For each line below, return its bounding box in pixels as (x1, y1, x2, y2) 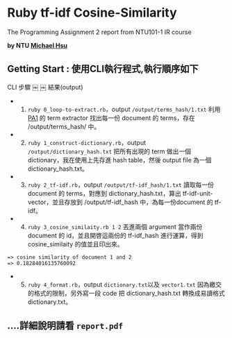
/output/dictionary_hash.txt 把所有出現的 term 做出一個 (27, 147, 192, 155)
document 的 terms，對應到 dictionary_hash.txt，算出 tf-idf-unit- (27, 189, 213, 197)
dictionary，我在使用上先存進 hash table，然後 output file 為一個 (27, 155, 212, 164)
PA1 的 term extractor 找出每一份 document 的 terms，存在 (27, 113, 196, 122)
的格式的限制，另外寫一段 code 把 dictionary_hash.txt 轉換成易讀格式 (27, 289, 225, 297)
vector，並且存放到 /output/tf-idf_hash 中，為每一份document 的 (27, 198, 213, 206)
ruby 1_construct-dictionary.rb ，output (27, 138, 147, 146)
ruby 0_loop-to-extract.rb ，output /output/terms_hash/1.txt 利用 (27, 105, 221, 113)
